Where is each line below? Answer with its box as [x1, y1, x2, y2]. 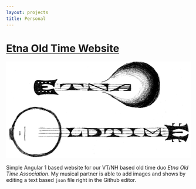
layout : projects [6, 9, 49, 15]
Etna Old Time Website [6, 42, 120, 55]
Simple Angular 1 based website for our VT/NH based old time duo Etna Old [6, 164, 189, 171]
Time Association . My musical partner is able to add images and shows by [6, 170, 186, 177]
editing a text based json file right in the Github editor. [6, 176, 137, 183]
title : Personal [6, 15, 46, 22]
